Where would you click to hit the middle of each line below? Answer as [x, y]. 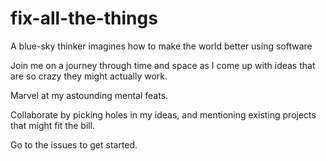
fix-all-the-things [84, 18]
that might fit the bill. [53, 125]
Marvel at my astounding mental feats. [89, 95]
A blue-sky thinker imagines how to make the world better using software [161, 46]
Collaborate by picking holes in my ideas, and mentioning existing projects [163, 114]
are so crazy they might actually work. [89, 76]
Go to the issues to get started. [74, 144]
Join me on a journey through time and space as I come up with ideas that [163, 65]
